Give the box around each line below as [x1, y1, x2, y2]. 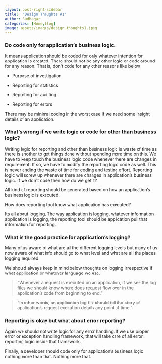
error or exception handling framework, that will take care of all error [5, 334, 143, 339]
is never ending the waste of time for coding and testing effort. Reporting [5, 167, 153, 173]
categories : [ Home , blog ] [5, 21, 56, 26]
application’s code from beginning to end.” [17, 290, 103, 296]
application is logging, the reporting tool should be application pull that [5, 216, 148, 222]
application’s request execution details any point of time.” [17, 305, 133, 311]
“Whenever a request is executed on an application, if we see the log [17, 280, 156, 286]
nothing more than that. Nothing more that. [5, 354, 92, 360]
